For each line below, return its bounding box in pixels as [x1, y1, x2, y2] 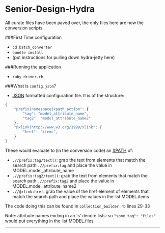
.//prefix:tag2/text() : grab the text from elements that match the [12, 173, 148, 178]
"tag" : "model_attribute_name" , [23, 111, 89, 116]
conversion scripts [5, 25, 43, 30]
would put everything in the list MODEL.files [5, 218, 94, 224]
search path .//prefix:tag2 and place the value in [12, 178, 114, 184]
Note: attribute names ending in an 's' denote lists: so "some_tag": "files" [5, 212, 156, 218]
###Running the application [5, 64, 61, 70]
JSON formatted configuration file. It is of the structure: [12, 92, 124, 98]
